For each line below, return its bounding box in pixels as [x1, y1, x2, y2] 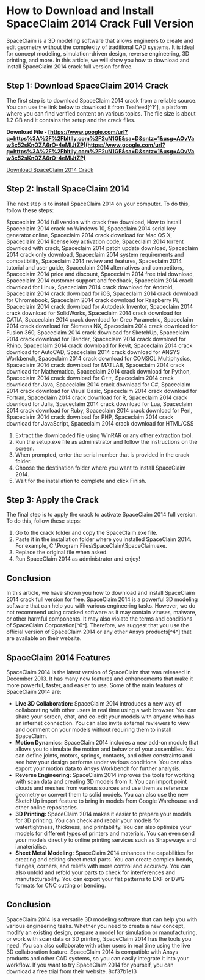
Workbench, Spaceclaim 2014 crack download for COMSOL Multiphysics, [6, 355, 192, 362]
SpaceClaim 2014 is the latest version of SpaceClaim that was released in [6, 669, 191, 676]
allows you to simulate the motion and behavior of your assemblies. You [15, 745, 196, 753]
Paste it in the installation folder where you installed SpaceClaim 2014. [15, 536, 192, 543]
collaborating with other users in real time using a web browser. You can [15, 707, 197, 713]
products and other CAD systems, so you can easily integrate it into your [6, 954, 189, 962]
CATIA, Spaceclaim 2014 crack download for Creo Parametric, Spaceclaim [6, 315, 193, 323]
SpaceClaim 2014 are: [6, 688, 62, 695]
